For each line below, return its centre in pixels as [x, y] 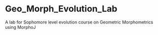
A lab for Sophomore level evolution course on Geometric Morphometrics [79, 22]
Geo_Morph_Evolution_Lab [61, 9]
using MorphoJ [20, 27]
